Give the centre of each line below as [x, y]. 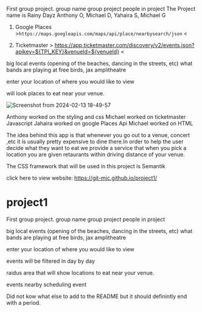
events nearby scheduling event [47, 284]
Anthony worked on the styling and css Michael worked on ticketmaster [96, 117]
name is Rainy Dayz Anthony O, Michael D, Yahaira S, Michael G [86, 15]
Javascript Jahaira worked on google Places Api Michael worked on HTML [100, 123]
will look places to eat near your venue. [55, 93]
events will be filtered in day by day [51, 261]
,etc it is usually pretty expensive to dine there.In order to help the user [95, 141]
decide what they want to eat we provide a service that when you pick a [96, 148]
